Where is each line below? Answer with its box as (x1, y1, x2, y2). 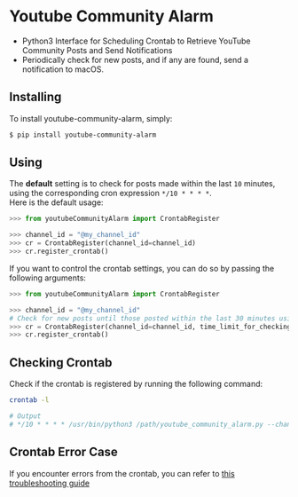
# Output (9, 412, 42, 421)
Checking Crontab (9, 355, 113, 370)
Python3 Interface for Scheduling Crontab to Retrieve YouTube (21, 35, 251, 46)
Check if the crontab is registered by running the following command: (9, 379, 263, 390)
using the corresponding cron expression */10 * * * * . (9, 188, 212, 199)
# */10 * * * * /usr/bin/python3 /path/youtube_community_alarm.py (9, 420, 264, 429)
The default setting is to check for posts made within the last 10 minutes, (9, 178, 276, 189)
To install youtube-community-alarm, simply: (9, 113, 173, 123)
